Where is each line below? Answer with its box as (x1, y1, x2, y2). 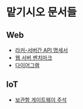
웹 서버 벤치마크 (14, 54, 52, 61)
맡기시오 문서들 (6, 5, 77, 19)
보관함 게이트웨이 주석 (14, 96, 67, 103)
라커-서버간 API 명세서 (14, 46, 68, 54)
